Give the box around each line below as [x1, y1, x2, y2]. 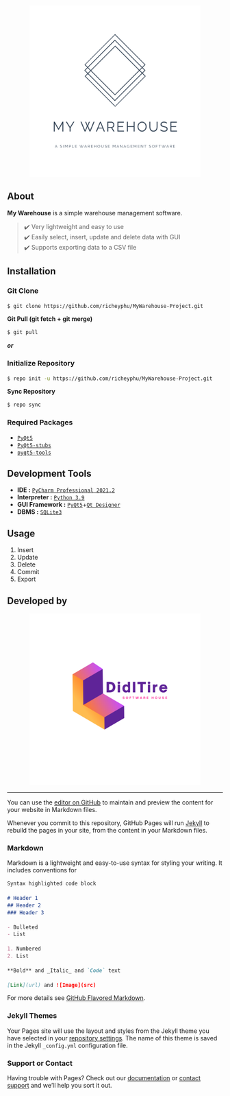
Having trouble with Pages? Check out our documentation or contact [7, 1074, 201, 1082]
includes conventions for [7, 866, 77, 874]
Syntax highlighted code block [7, 880, 97, 887]
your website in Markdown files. [7, 806, 97, 814]
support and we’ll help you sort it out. [7, 1082, 112, 1090]
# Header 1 [7, 895, 38, 902]
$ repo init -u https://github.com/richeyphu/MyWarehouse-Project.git [7, 375, 213, 382]
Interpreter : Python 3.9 [16, 493, 85, 501]
